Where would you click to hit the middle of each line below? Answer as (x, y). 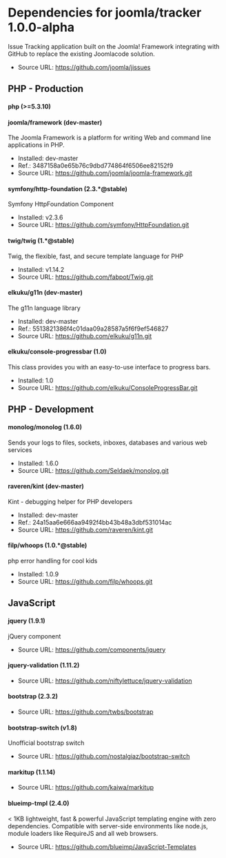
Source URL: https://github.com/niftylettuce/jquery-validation (105, 681)
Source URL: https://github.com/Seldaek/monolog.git (93, 470)
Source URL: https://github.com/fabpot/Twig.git (85, 277)
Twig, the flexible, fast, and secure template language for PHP (96, 256)
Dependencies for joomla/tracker (105, 13)
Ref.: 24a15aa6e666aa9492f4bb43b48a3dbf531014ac (95, 522)
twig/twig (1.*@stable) (41, 240)
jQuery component (34, 636)
